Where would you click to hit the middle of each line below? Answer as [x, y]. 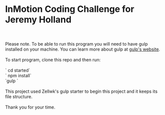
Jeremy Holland [38, 20]
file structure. [19, 96]
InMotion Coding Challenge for [70, 9]
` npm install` [18, 75]
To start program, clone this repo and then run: [53, 59]
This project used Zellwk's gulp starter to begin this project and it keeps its [81, 91]
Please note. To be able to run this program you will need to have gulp [77, 44]
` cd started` [18, 70]
